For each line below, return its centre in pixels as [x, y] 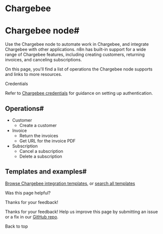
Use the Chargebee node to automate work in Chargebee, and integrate [77, 44]
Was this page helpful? [28, 193]
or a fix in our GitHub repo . [32, 216]
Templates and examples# [46, 171]
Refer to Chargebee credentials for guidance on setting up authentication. [79, 93]
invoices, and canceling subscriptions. [44, 60]
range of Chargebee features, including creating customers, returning [75, 54]
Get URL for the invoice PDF [47, 141]
